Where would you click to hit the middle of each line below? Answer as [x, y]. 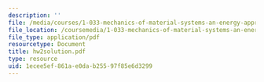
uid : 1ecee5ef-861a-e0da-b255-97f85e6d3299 [81, 66]
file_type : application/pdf [54, 37]
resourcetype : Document [47, 45]
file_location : [33, 30]
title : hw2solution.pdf [47, 52]
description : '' [35, 15]
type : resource [33, 59]
